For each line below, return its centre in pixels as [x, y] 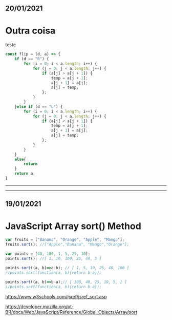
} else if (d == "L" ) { [39, 107]
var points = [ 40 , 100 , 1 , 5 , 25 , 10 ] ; [48, 254]
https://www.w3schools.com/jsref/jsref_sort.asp [56, 297]
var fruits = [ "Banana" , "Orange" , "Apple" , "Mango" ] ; [65, 240]
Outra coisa [30, 31]
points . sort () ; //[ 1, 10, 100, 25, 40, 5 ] [53, 258]
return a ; [25, 174]
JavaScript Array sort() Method [73, 226]
